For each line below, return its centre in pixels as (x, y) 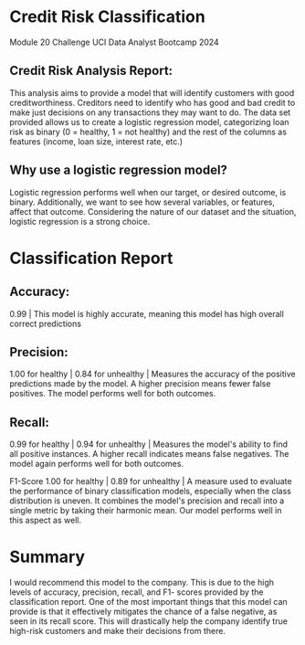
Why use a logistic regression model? (119, 170)
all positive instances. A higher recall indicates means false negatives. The (149, 454)
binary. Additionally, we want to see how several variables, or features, (142, 202)
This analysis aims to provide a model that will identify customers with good (152, 92)
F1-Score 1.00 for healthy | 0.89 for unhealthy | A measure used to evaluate (151, 481)
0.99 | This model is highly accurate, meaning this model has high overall (147, 313)
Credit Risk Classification (107, 17)
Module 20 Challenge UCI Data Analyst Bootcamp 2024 (114, 42)
